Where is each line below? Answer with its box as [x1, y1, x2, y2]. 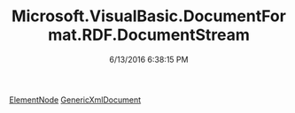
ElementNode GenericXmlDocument [9, 94, 142, 105]
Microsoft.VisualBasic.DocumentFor [12, 6, 286, 26]
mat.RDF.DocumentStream [47, 25, 251, 45]
